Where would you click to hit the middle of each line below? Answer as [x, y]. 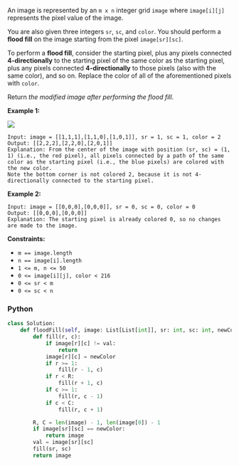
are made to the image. [43, 226]
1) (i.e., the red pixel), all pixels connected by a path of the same [116, 156]
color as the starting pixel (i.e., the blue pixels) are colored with [116, 162]
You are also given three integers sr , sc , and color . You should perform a [114, 32]
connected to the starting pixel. [103, 181]
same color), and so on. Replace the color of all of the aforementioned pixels [119, 75]
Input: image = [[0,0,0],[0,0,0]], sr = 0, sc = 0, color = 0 [101, 207]
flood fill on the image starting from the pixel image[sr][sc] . [95, 39]
